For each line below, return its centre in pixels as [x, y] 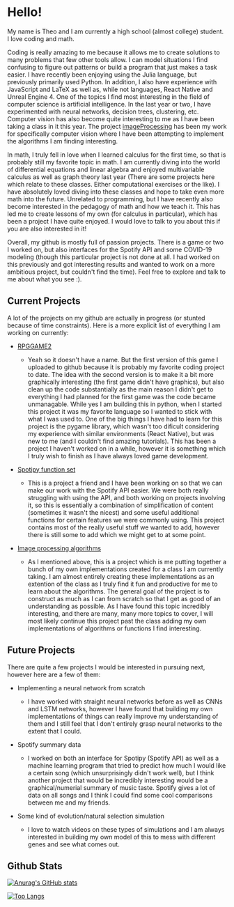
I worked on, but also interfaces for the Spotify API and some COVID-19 [110, 249]
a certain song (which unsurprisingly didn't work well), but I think [121, 773]
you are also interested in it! [47, 228]
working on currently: [38, 332]
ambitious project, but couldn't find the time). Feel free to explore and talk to [117, 272]
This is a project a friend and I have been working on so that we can [125, 483]
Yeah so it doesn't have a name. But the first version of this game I [123, 359]
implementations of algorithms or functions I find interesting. [115, 628]
